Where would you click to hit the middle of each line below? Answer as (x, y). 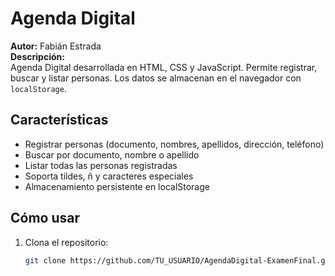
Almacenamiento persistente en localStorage (117, 186)
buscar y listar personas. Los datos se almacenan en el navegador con (156, 78)
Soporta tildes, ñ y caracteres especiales (109, 176)
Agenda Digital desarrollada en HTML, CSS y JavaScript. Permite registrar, (164, 67)
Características (59, 120)
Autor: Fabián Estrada (56, 46)
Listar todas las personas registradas (101, 165)
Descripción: (37, 56)
